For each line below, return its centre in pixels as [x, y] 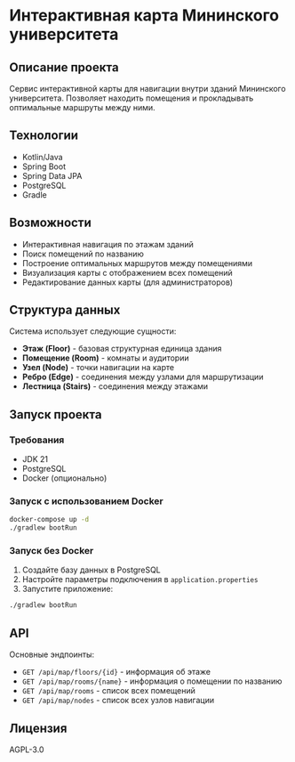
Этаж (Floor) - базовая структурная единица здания [122, 349]
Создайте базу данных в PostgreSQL [92, 570]
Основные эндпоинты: [52, 654]
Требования [37, 440]
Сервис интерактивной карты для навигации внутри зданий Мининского [147, 89]
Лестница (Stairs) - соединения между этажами [115, 386]
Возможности [50, 223]
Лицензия [38, 728]
